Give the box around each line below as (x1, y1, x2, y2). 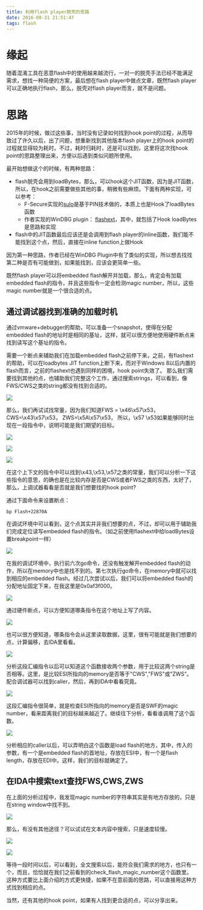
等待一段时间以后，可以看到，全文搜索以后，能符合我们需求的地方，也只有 (6, 861, 192, 868)
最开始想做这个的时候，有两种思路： (6, 165, 97, 172)
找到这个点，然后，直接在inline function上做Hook (20, 238, 143, 246)
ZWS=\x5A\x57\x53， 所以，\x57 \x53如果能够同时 (62, 414, 189, 422)
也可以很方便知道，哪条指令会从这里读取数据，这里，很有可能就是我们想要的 (6, 631, 197, 638)
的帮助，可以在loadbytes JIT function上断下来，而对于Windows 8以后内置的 (6, 359, 196, 367)
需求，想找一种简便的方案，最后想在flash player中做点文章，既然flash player (6, 77, 197, 84)
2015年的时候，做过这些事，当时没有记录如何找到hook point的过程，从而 (6, 129, 188, 136)
